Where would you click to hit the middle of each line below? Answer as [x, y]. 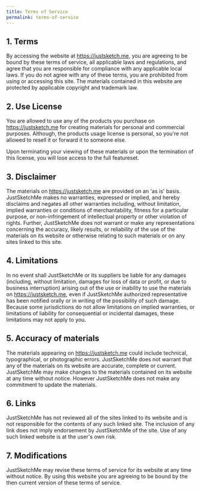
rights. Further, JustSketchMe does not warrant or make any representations [100, 222]
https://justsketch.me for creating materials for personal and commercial [95, 127]
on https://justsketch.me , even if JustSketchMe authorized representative [97, 294]
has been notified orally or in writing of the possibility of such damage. [93, 300]
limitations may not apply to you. [46, 319]
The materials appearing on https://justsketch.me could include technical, [97, 353]
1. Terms [22, 42]
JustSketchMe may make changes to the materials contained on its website [99, 372]
